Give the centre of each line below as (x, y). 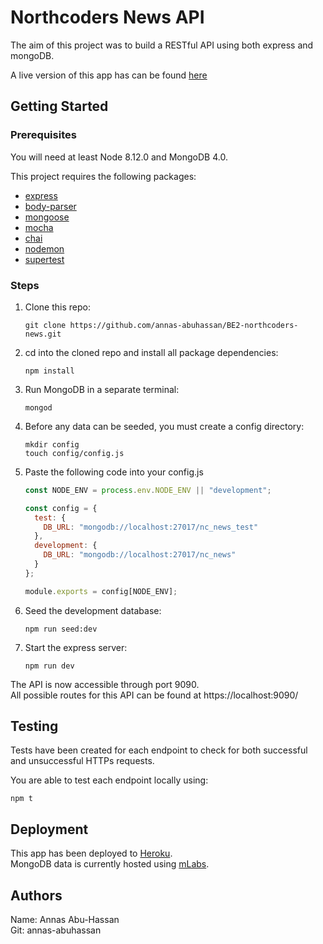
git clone (45, 325)
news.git (43, 334)
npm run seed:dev (61, 629)
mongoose (47, 217)
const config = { (61, 508)
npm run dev (49, 666)
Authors (36, 895)
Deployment (49, 829)
